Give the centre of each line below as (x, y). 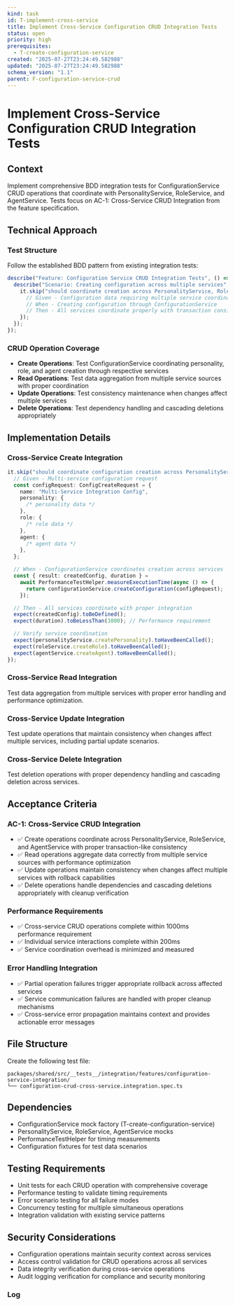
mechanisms (36, 1006)
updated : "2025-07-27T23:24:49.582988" (65, 66)
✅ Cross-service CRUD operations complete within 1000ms (103, 926)
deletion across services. (43, 782)
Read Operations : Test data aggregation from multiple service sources (119, 378)
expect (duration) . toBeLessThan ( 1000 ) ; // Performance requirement (112, 621)
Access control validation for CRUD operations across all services (112, 1261)
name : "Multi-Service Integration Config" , (84, 492)
